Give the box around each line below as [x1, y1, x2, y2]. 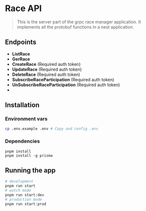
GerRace [12, 56, 30, 62]
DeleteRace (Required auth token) [12, 71, 81, 77]
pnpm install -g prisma [5, 153, 53, 158]
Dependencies [5, 138, 40, 145]
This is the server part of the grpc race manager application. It [16, 19, 141, 25]
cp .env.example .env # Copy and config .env [5, 126, 98, 131]
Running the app [5, 166, 56, 174]
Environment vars [5, 116, 48, 122]
